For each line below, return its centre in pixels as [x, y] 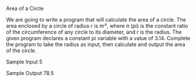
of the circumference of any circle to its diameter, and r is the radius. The [94, 32]
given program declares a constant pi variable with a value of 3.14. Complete [98, 38]
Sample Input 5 [24, 62]
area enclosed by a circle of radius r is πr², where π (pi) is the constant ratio [97, 26]
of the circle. [21, 51]
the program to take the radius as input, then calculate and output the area [96, 44]
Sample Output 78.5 [30, 73]
